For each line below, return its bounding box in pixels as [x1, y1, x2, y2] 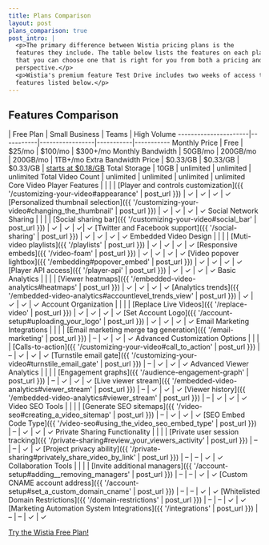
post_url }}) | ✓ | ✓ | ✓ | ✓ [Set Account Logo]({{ [34, 308, 197, 318]
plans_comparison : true [8, 26, 88, 34]
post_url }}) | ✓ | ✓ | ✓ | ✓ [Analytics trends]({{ [82, 283, 239, 292]
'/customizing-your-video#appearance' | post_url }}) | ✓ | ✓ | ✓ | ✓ [8, 189, 231, 198]
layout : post [8, 19, 52, 27]
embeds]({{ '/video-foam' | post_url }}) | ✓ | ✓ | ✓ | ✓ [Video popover [8, 249, 239, 258]
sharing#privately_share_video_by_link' [8, 453, 136, 463]
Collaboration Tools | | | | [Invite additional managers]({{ [8, 461, 192, 471]
